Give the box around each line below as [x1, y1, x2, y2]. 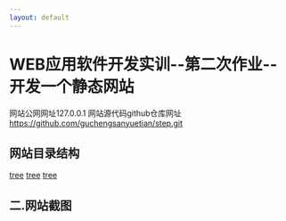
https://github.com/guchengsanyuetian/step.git [9, 118, 184, 128]
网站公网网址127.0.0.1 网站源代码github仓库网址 [9, 108, 182, 119]
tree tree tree [9, 170, 58, 181]
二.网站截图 [9, 198, 73, 213]
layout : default [9, 12, 69, 22]
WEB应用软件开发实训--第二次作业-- [9, 54, 278, 74]
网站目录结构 [9, 145, 80, 160]
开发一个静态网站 [9, 77, 135, 96]
